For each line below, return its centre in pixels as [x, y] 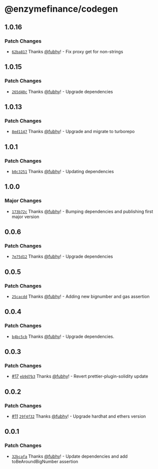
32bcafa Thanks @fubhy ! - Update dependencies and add [69, 456]
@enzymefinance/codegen [61, 9]
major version [25, 217]
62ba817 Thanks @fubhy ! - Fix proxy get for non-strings [67, 51]
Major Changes [23, 201]
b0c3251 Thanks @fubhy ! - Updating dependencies [63, 171]
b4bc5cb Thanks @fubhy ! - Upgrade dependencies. [63, 336]
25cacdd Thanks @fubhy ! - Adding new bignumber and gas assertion [80, 296]
